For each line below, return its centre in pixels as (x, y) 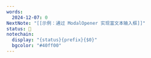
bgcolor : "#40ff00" (37, 46)
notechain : (20, 34)
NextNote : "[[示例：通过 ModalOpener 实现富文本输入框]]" (76, 23)
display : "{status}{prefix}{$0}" (55, 40)
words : (15, 12)
